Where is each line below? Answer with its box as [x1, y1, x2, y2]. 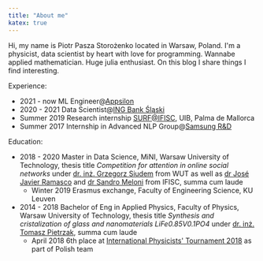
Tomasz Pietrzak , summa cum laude [19, 227, 138, 237]
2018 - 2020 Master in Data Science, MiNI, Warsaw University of [19, 151, 230, 162]
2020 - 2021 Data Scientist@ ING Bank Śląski [19, 104, 165, 114]
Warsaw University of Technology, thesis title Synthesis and [19, 211, 215, 220]
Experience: [8, 80, 47, 91]
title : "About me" [8, 11, 69, 20]
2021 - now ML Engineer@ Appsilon [19, 96, 135, 106]
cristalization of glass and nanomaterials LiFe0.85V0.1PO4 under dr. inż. [19, 218, 255, 229]
